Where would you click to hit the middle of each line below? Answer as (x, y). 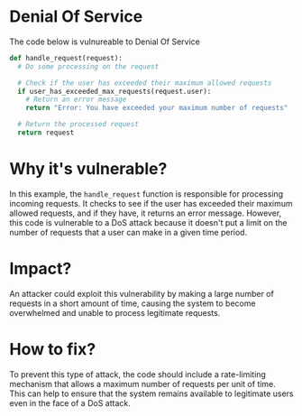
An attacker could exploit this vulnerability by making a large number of (142, 293)
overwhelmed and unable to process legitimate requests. (115, 312)
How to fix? (53, 349)
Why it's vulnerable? (88, 169)
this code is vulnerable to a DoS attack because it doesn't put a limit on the (148, 222)
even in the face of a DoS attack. (70, 402)
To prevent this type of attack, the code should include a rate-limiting (137, 374)
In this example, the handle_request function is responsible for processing (146, 194)
